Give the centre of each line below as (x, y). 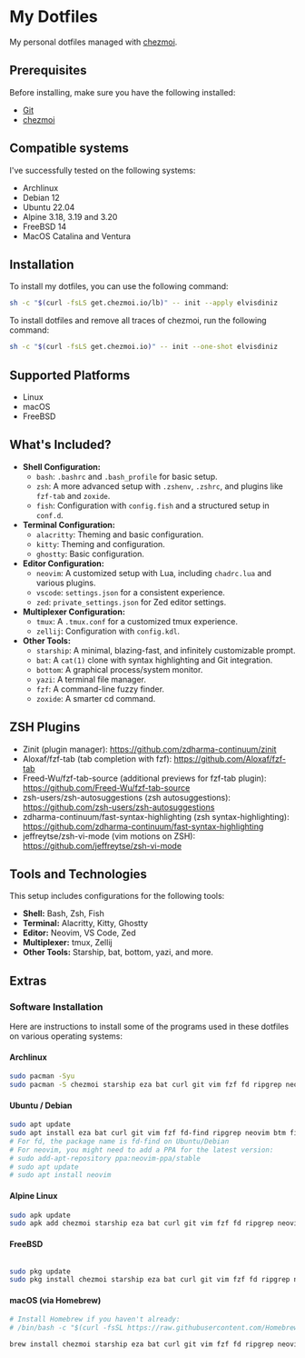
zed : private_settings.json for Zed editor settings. (131, 602)
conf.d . (49, 514)
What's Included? (60, 445)
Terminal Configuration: (69, 524)
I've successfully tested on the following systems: (103, 170)
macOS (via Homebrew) (55, 1300)
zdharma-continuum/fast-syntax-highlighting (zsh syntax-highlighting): (156, 816)
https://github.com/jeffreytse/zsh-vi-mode (102, 845)
